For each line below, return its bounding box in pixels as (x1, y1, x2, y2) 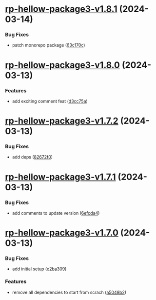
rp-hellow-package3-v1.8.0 (5, 60, 120, 70)
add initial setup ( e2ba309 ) (12, 266, 67, 272)
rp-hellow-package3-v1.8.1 (5, 3, 117, 15)
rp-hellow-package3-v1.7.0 (5, 227, 118, 239)
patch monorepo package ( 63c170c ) (12, 42, 85, 48)
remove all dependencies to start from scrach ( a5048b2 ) (12, 289, 127, 295)
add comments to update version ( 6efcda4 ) (12, 210, 100, 216)
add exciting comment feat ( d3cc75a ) (12, 98, 88, 104)
